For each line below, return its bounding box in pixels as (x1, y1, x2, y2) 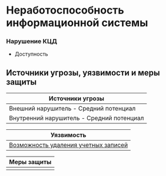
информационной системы (6, 16, 148, 30)
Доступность (14, 51, 48, 58)
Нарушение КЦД (6, 37, 58, 45)
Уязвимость (50, 131, 87, 139)
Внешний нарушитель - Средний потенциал (9, 105, 136, 113)
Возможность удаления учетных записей (9, 141, 128, 149)
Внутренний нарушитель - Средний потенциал (9, 114, 144, 122)
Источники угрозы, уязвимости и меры (6, 67, 160, 77)
